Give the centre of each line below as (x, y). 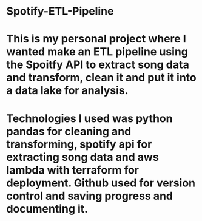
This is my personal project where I (96, 39)
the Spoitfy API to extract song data (98, 65)
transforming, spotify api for (79, 144)
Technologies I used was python (89, 118)
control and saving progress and (89, 196)
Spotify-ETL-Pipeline (60, 11)
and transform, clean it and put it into (101, 78)
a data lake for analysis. (67, 91)
